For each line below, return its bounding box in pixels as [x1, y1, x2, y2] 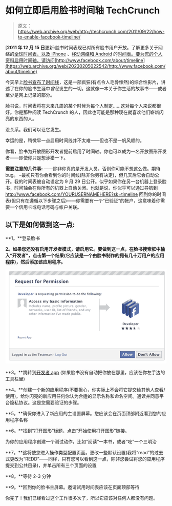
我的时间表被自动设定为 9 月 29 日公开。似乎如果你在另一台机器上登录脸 [14, 178, 167, 185]
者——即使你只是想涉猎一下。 [5, 154, 68, 160]
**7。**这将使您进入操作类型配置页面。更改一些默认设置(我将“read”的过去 [5, 450, 164, 456]
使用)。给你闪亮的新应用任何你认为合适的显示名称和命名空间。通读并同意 [5, 393, 160, 399]
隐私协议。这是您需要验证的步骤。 [9, 399, 82, 406]
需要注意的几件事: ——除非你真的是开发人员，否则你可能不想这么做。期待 [5, 165, 161, 172]
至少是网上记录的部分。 [5, 92, 55, 98]
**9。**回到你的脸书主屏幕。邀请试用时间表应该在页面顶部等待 [5, 484, 140, 490]
